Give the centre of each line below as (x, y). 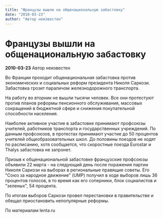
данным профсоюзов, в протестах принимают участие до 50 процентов (82, 134)
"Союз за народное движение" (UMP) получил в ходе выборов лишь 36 (81, 175)
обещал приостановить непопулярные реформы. (57, 201)
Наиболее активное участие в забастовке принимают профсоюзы (76, 123)
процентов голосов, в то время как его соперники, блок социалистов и (81, 181)
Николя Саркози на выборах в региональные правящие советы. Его (77, 170)
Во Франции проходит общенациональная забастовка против (71, 78)
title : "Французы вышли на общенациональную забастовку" (65, 10)
